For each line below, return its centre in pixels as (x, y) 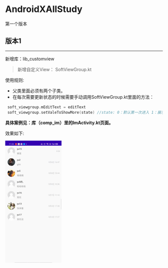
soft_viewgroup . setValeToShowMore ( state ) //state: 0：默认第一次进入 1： (82, 112)
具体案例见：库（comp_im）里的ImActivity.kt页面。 (59, 122)
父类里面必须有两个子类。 (39, 91)
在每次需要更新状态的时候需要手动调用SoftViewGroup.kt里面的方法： (83, 97)
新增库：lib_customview (30, 59)
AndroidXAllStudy (44, 9)
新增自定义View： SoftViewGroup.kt (54, 69)
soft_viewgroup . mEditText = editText (46, 107)
